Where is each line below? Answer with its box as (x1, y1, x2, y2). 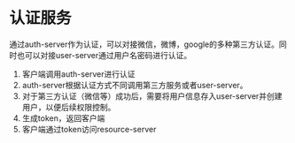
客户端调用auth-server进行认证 (21, 68, 136, 79)
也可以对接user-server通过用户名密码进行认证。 (16, 49, 192, 60)
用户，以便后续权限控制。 (21, 102, 116, 112)
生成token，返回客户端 (21, 112, 105, 124)
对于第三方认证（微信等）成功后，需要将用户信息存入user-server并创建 (21, 90, 283, 102)
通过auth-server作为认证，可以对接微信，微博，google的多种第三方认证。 (9, 39, 280, 49)
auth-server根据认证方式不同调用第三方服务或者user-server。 (21, 79, 248, 90)
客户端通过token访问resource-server (21, 124, 157, 134)
